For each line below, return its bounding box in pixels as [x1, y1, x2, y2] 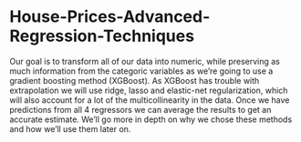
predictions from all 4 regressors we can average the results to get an [9, 104, 272, 115]
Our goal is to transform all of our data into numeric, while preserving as [9, 56, 280, 66]
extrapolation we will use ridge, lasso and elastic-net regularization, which [9, 85, 288, 96]
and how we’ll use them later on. [9, 123, 131, 134]
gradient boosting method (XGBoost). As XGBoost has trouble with [9, 75, 260, 86]
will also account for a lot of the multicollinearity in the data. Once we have [9, 94, 290, 106]
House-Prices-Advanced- [9, 6, 211, 27]
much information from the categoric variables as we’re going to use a [9, 66, 274, 76]
